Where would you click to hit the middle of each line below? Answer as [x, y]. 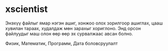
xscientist [27, 9]
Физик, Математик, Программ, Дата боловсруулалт [61, 43]
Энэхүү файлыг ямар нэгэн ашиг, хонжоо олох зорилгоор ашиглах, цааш [84, 23]
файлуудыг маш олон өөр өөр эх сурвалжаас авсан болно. [69, 33]
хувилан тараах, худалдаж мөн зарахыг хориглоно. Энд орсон [73, 28]
